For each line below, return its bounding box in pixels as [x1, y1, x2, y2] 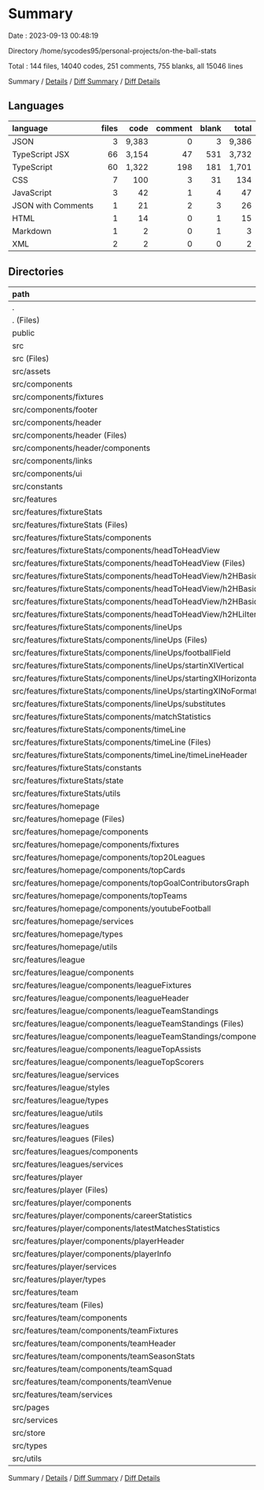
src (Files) [12, 353, 49, 364]
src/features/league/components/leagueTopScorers [12, 1056, 204, 1067]
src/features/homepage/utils [12, 941, 118, 952]
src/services [12, 1414, 58, 1425]
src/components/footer [12, 404, 98, 415]
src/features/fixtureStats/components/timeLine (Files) [12, 737, 212, 748]
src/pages [12, 1402, 49, 1413]
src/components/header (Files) [12, 430, 127, 441]
